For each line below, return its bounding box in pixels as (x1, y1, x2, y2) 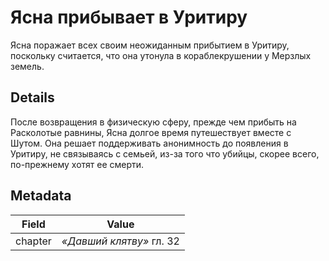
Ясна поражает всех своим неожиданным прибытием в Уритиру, (10, 39, 290, 51)
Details (10, 89, 55, 106)
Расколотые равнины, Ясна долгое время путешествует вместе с (10, 126, 292, 138)
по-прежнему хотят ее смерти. (10, 158, 145, 170)
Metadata (10, 187, 72, 205)
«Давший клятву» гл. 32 (61, 234, 180, 248)
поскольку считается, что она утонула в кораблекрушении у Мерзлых (10, 49, 312, 61)
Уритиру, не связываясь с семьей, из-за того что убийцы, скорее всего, (10, 147, 320, 160)
